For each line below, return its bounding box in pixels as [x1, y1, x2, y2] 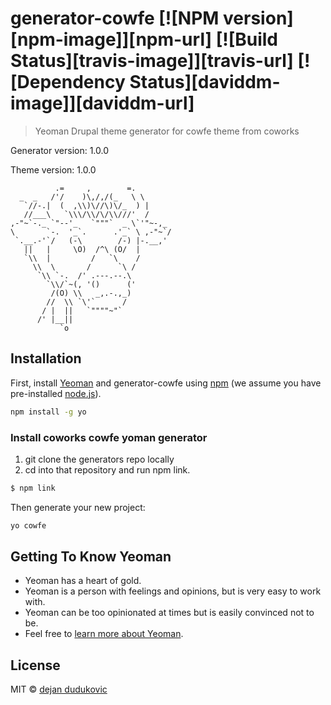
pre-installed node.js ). [10, 387, 102, 399]
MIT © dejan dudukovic [10, 683, 108, 696]
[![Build [215, 28, 279, 51]
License [10, 657, 61, 674]
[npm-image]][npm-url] [10, 28, 213, 51]
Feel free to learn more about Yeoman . [24, 628, 184, 640]
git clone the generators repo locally [24, 453, 175, 465]
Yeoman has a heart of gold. [24, 575, 142, 587]
